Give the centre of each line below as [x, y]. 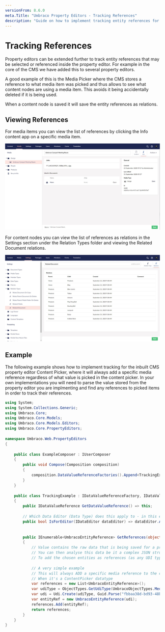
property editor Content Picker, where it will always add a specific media [78, 372]
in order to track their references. [39, 393]
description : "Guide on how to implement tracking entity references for [82, 21]
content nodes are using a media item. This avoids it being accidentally [77, 90]
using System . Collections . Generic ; [41, 408]
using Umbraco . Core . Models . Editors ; [42, 423]
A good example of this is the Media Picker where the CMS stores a [73, 79]
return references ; [51, 609]
